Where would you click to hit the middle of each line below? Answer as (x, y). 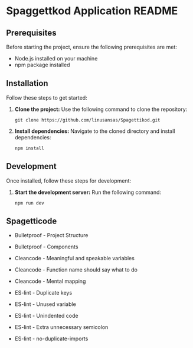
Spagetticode (32, 221)
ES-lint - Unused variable (45, 304)
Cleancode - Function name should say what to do (76, 270)
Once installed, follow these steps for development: (69, 181)
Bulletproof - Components (46, 247)
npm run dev (29, 203)
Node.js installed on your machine (56, 58)
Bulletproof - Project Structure (51, 235)
